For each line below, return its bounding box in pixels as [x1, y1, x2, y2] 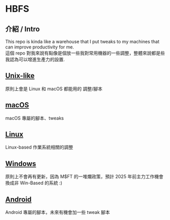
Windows [5, 159, 36, 168]
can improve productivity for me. [5, 44, 74, 50]
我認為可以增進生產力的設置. [5, 57, 65, 62]
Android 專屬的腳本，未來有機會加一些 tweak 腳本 [5, 209, 110, 215]
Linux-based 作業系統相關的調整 [5, 144, 74, 151]
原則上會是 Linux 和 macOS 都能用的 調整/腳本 [5, 85, 103, 92]
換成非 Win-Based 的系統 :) [5, 180, 62, 186]
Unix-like [5, 71, 35, 80]
